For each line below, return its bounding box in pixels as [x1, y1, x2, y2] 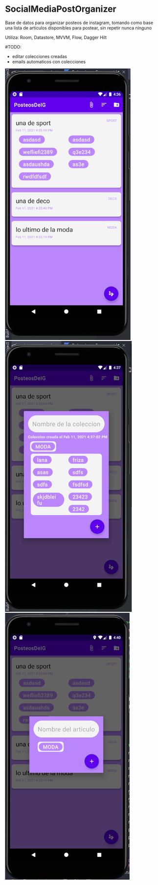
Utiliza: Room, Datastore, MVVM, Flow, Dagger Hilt [5, 34, 107, 40]
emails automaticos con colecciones [12, 58, 86, 64]
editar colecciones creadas [12, 53, 68, 59]
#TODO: [5, 44, 22, 50]
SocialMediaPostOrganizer [5, 3, 116, 15]
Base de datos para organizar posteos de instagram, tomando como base [5, 20, 153, 26]
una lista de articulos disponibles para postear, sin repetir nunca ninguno [5, 25, 152, 30]
